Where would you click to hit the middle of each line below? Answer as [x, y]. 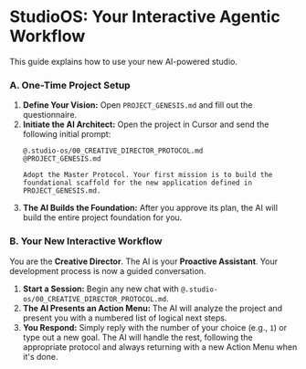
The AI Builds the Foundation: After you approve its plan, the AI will [150, 208]
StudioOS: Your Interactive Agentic [145, 17]
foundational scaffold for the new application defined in [137, 183]
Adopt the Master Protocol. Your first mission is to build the [148, 175]
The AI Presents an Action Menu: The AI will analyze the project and [153, 308]
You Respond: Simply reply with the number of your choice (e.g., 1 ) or [155, 327]
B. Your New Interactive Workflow [86, 241]
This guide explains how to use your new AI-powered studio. [123, 61]
